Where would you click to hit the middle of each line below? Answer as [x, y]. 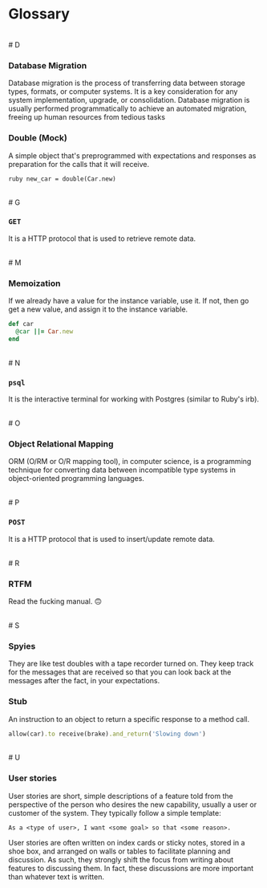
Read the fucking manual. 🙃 [55, 601]
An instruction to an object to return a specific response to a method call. [129, 719]
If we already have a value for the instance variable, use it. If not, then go [129, 301]
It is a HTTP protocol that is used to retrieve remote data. [102, 238]
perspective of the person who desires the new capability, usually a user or [133, 804]
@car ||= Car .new [44, 332]
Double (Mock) [38, 138]
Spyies [22, 646]
